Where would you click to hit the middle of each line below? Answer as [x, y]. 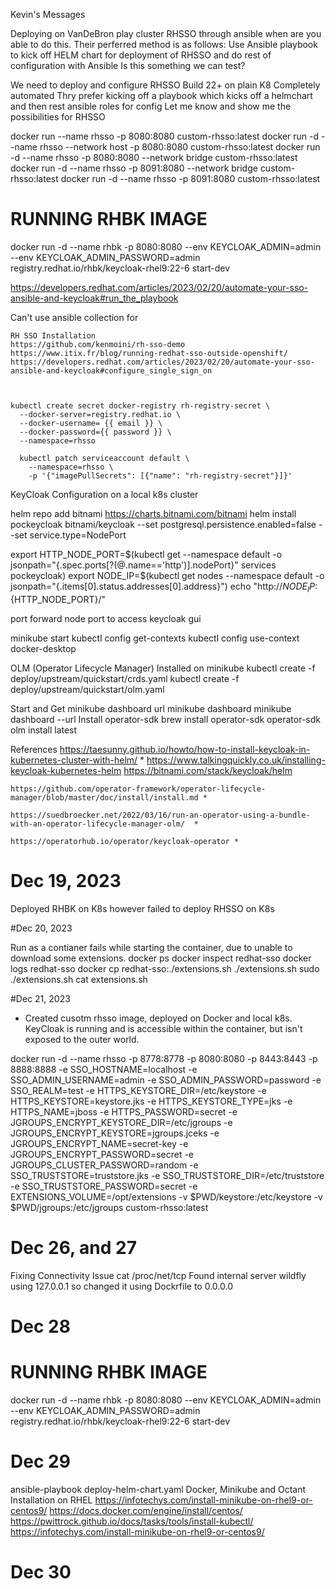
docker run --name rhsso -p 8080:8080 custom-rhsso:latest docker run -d [165, 136]
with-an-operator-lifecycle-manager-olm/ [98, 824]
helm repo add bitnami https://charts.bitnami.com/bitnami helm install [153, 513]
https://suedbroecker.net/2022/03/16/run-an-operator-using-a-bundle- [160, 815]
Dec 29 [40, 1461]
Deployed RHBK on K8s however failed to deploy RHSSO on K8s [142, 908]
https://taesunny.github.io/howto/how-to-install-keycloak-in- [185, 749]
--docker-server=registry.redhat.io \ [100, 414]
